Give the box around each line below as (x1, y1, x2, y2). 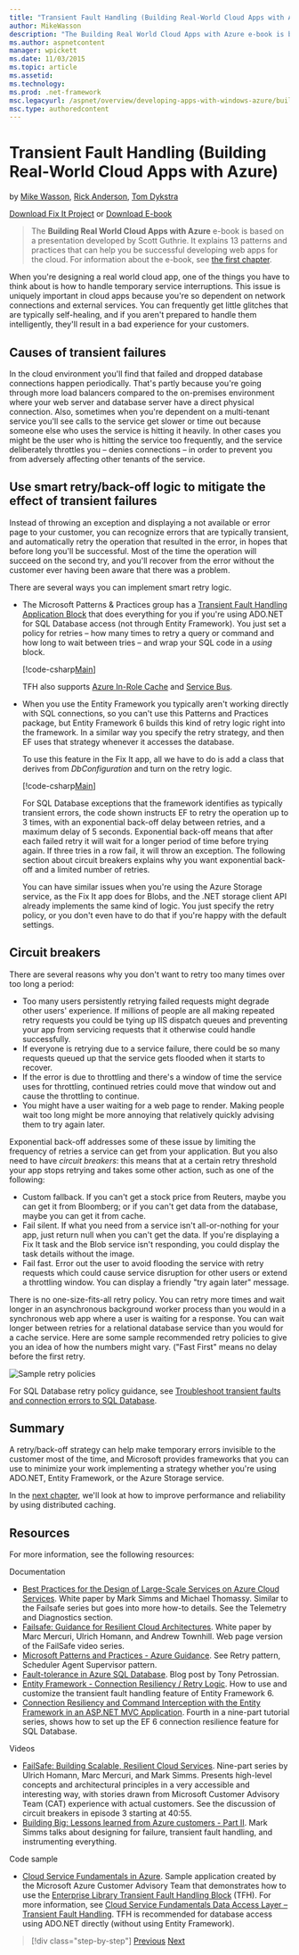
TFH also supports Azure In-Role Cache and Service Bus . (21, 681, 233, 692)
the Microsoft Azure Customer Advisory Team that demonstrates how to (21, 1880, 287, 1892)
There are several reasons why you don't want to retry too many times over (9, 969, 286, 980)
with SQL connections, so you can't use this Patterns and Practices (21, 708, 269, 718)
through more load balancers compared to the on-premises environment (9, 387, 275, 398)
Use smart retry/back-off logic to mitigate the (9, 479, 266, 495)
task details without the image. (21, 1248, 135, 1259)
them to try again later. (21, 1119, 105, 1130)
